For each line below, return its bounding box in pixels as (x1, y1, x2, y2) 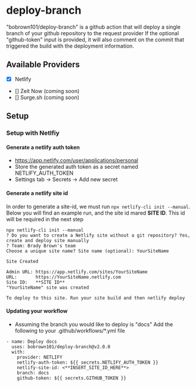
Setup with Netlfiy (6, 129, 60, 137)
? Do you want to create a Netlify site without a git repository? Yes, (6, 232, 191, 239)
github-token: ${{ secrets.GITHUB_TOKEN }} (17, 375, 127, 381)
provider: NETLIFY (17, 354, 63, 360)
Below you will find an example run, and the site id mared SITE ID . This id (6, 209, 185, 216)
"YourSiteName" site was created (6, 284, 89, 290)
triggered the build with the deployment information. (6, 42, 135, 49)
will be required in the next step (6, 215, 84, 222)
